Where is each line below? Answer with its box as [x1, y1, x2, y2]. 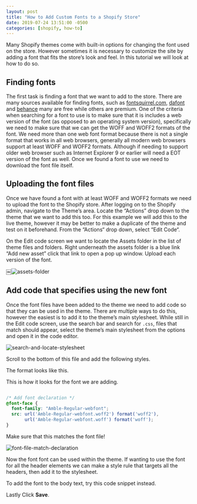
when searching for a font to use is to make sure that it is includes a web [6, 112, 182, 119]
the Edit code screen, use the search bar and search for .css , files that [6, 320, 178, 327]
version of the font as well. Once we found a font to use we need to [6, 156, 169, 163]
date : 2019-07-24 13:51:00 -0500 [6, 19, 88, 25]
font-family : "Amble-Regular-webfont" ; [11, 405, 109, 412]
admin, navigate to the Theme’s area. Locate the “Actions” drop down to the [6, 207, 189, 214]
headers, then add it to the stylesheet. [6, 468, 98, 475]
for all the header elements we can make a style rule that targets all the [6, 462, 178, 469]
